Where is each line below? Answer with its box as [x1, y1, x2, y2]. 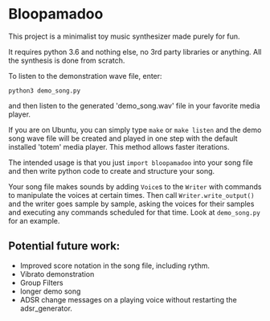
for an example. [8, 216, 60, 225]
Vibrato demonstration [19, 269, 95, 278]
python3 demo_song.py [8, 86, 81, 95]
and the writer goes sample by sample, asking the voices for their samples [8, 199, 255, 208]
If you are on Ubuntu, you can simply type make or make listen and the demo [8, 125, 262, 134]
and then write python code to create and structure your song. [8, 166, 215, 175]
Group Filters [19, 278, 63, 287]
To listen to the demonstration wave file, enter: [8, 71, 162, 80]
